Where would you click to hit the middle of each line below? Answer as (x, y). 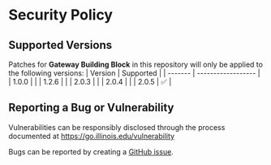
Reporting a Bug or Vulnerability (91, 108)
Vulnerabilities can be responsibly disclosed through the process (117, 127)
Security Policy (61, 15)
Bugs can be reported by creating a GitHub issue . (91, 151)
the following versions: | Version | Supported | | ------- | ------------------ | (135, 73)
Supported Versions (60, 45)
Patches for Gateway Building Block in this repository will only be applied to (136, 64)
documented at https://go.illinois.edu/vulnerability (92, 136)
